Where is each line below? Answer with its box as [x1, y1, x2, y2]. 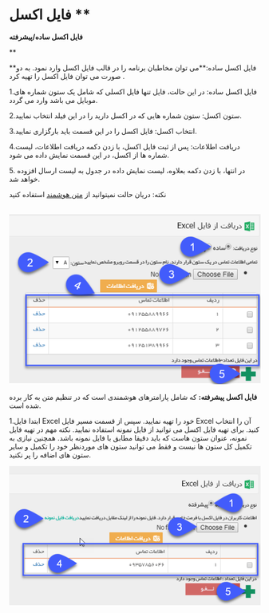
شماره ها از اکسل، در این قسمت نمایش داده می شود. [9, 150, 170, 160]
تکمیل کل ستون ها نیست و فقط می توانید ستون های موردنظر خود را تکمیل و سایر [9, 441, 252, 452]
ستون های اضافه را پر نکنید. [9, 450, 91, 460]
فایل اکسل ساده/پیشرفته [9, 32, 83, 42]
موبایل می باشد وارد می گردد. [9, 95, 98, 105]
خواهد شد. [9, 174, 41, 184]
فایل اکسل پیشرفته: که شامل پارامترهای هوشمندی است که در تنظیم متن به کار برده [9, 393, 258, 402]
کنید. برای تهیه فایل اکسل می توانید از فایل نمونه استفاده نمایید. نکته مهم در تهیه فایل [9, 425, 260, 434]
